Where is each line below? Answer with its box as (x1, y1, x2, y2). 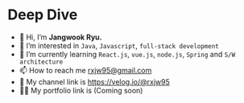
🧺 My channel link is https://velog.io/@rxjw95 (19, 76, 171, 86)
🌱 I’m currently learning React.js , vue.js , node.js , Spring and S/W (19, 49, 236, 59)
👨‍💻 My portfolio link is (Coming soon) (19, 85, 143, 95)
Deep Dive (7, 6, 78, 24)
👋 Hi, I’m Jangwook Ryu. (19, 32, 102, 42)
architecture (19, 58, 64, 66)
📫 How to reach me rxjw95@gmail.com (19, 65, 152, 75)
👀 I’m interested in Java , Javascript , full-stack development (19, 40, 219, 50)
